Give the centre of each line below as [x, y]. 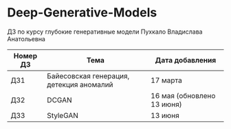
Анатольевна [26, 38]
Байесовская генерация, [88, 75]
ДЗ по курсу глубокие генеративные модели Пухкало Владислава [105, 32]
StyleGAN [63, 115]
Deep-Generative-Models [82, 13]
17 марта [166, 80]
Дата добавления [186, 60]
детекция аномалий [80, 84]
